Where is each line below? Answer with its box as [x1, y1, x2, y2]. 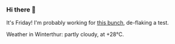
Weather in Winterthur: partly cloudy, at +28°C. [6, 31, 125, 38]
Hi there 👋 [6, 5, 36, 14]
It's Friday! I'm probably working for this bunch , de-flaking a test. [6, 19, 169, 27]
